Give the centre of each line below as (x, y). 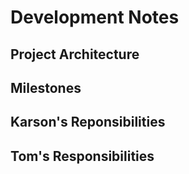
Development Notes (95, 17)
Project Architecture (75, 54)
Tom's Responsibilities (82, 156)
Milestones (46, 87)
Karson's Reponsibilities (88, 122)
